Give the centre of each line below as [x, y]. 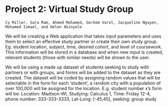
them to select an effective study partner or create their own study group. [81, 41]
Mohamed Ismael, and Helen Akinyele [44, 27]
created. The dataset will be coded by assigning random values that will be [83, 77]
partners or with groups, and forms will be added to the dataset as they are [83, 72]
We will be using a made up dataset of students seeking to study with [77, 67]
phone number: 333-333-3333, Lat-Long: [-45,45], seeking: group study [81, 99]
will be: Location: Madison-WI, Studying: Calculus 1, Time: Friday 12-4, [78, 93]
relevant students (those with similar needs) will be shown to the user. [77, 57]
